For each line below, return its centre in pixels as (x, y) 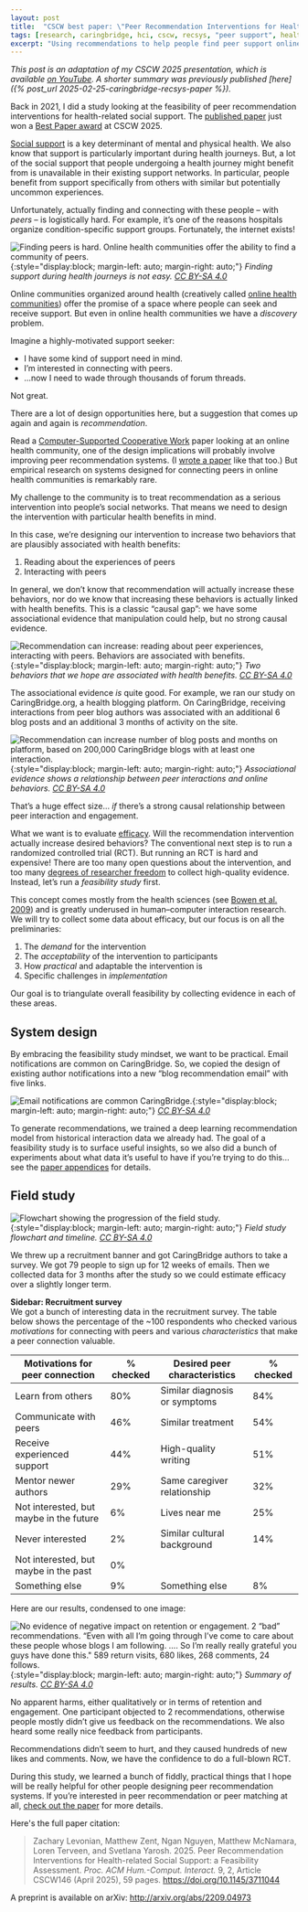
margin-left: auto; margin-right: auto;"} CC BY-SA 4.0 (111, 1111)
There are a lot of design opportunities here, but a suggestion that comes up (154, 413)
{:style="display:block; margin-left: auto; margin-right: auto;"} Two (136, 666)
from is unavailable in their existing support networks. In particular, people (150, 173)
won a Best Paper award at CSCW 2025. (86, 126)
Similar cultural (192, 1533)
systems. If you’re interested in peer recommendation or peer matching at (149, 1795)
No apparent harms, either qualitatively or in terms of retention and (136, 1702)
